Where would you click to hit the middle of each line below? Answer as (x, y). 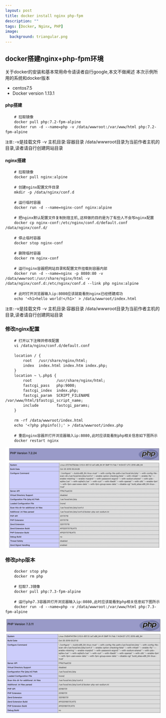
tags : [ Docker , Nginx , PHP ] (34, 26)
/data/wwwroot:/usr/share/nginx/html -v (48, 279)
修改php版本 (20, 560)
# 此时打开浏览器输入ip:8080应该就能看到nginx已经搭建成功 (69, 294)
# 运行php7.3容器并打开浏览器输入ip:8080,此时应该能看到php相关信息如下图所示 (87, 602)
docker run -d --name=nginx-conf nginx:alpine (63, 208)
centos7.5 (22, 88)
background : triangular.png (39, 37)
